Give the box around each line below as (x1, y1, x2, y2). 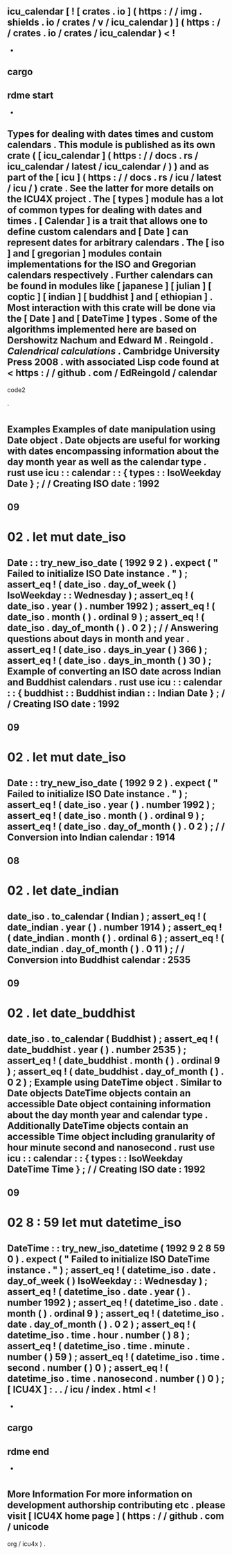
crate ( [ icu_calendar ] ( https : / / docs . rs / (7, 150, 199, 162)
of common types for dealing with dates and (7, 204, 202, 216)
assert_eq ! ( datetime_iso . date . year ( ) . (7, 1285, 190, 1298)
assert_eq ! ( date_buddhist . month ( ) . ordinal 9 (7, 1055, 220, 1066)
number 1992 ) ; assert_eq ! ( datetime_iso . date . (7, 1296, 224, 1308)
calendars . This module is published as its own (7, 139, 216, 151)
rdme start (7, 90, 54, 101)
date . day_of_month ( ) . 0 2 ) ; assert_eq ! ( (7, 1318, 196, 1330)
